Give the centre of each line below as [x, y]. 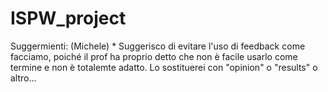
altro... [23, 78]
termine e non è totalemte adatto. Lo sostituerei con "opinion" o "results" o [164, 67]
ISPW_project [68, 18]
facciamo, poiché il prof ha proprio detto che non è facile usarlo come [154, 56]
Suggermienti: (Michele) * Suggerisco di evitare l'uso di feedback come [158, 46]
